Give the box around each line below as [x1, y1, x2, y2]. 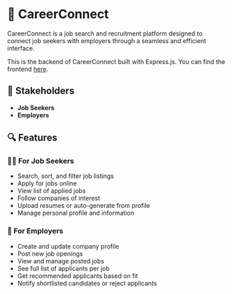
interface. [7, 44, 35, 52]
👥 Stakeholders [7, 85, 75, 97]
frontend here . [7, 65, 49, 73]
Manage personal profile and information [17, 209, 135, 218]
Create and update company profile [17, 242, 119, 250]
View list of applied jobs [17, 187, 86, 195]
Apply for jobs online [17, 179, 77, 188]
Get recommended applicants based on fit [17, 271, 138, 280]
